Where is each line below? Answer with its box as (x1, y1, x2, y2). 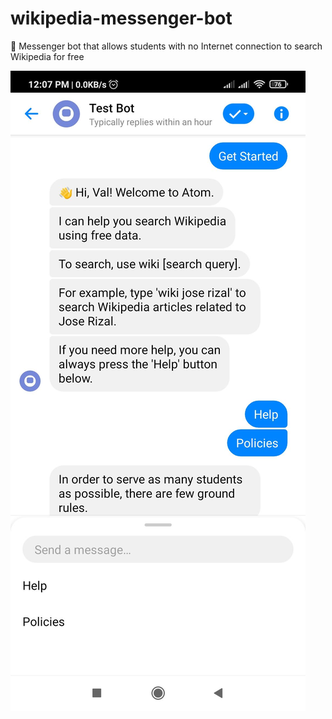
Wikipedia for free (10, 50, 85, 62)
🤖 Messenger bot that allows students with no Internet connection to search (10, 40, 323, 52)
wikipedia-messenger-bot (10, 7, 233, 30)
